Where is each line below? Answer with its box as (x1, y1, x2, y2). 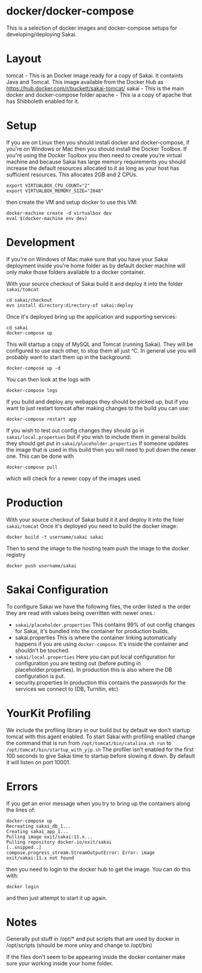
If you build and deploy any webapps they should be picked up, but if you (6, 398, 189, 405)
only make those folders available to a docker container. (6, 268, 145, 276)
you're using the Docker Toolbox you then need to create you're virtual (6, 151, 182, 158)
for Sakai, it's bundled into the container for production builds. (14, 627, 170, 634)
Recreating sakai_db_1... (6, 823, 71, 829)
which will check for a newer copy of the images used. (6, 475, 142, 482)
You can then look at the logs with (6, 376, 91, 383)
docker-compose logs (6, 387, 58, 394)
